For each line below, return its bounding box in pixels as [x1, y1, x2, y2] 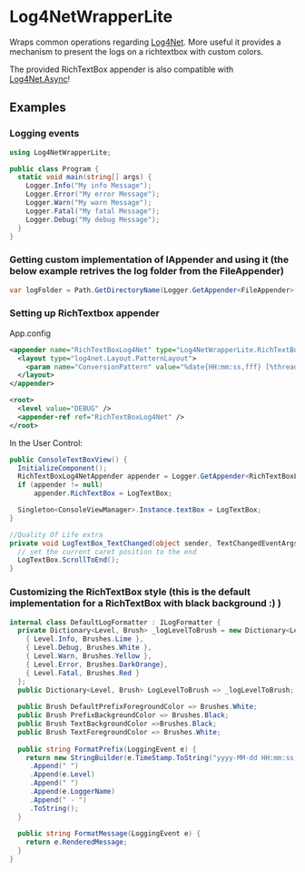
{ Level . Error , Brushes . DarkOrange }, [25, 660, 169, 669]
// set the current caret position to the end [17, 547, 197, 556]
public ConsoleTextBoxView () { [9, 455, 128, 464]
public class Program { [9, 164, 100, 174]
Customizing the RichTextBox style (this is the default [9, 585, 251, 598]
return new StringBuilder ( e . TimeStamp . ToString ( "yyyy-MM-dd [25, 753, 258, 762]
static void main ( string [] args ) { [17, 173, 152, 182]
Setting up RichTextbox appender [9, 307, 161, 319]
